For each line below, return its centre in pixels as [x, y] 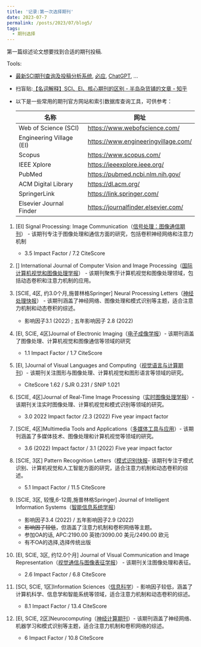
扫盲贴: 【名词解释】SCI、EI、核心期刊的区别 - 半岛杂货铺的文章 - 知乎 [101, 89]
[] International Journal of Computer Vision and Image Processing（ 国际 [104, 266]
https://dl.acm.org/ [114, 184]
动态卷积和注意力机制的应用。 [57, 281]
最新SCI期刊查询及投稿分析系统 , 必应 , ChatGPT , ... [77, 76]
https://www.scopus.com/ [124, 155]
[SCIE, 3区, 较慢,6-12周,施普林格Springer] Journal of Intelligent [92, 500]
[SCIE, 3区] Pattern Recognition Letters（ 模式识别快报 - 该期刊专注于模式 [104, 461]
